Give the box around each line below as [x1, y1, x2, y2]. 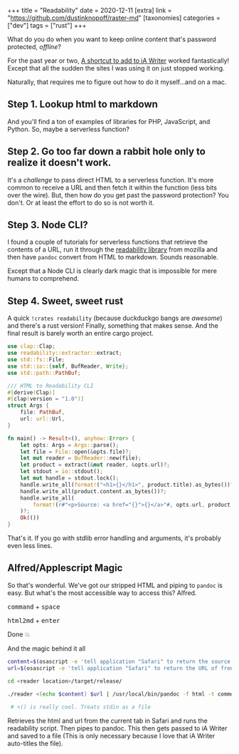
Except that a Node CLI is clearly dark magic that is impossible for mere [7, 267, 217, 275]
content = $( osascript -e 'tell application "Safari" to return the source [7, 658, 231, 665]
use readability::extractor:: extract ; [7, 349, 122, 357]
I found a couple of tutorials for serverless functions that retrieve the [7, 238, 208, 247]
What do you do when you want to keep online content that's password [7, 35, 217, 43]
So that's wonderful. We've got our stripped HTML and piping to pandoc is [7, 581, 223, 589]
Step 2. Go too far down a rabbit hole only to [7, 145, 206, 157]
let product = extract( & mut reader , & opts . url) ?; [20, 461, 171, 469]
